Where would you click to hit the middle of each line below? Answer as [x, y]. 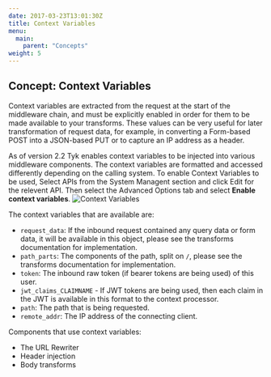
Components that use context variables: [75, 332]
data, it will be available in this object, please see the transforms [127, 239]
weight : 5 [25, 53]
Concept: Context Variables [80, 86]
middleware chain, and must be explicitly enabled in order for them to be [129, 114]
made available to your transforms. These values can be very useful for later [135, 123]
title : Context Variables [52, 23]
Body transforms [48, 364]
